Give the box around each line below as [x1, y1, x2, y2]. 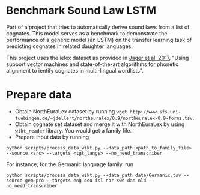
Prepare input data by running [14, 133, 89, 140]
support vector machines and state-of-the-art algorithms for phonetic [6, 61, 179, 68]
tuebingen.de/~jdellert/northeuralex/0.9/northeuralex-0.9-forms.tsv [14, 115, 193, 121]
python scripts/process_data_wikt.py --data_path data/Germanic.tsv [6, 172, 181, 178]
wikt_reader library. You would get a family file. [14, 127, 132, 134]
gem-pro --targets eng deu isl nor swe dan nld [25, 178, 147, 184]
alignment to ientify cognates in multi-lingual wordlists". [6, 67, 144, 74]
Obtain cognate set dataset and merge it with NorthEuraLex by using [14, 121, 185, 128]
